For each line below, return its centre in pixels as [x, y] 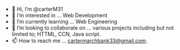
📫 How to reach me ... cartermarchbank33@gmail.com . [79, 41]
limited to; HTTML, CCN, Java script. [56, 34]
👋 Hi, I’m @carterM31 [37, 9]
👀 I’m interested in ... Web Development [59, 15]
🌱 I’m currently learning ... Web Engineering [64, 21]
